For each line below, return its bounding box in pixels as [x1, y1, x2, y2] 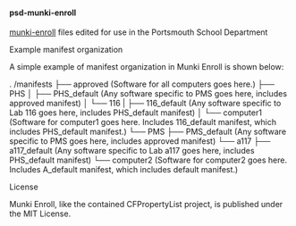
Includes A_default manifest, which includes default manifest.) [9, 164, 239, 175]
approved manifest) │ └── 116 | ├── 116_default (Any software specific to [9, 98, 282, 109]
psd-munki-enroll [9, 7, 77, 18]
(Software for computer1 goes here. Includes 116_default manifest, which [9, 117, 277, 128]
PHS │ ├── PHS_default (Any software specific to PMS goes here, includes [9, 88, 288, 99]
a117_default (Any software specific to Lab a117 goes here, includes [9, 146, 255, 156]
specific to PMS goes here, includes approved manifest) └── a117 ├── [9, 136, 271, 146]
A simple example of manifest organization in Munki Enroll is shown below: [9, 62, 284, 72]
